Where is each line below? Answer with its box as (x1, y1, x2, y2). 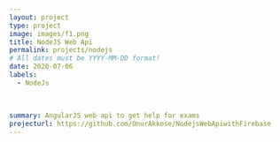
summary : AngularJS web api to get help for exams (9, 111, 200, 120)
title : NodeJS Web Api (9, 37, 93, 47)
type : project (9, 21, 62, 30)
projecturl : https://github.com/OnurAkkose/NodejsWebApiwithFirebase (9, 120, 272, 129)
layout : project (9, 12, 69, 22)
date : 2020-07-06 (9, 63, 74, 71)
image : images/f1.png (9, 29, 89, 38)
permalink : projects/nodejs (9, 46, 113, 55)
